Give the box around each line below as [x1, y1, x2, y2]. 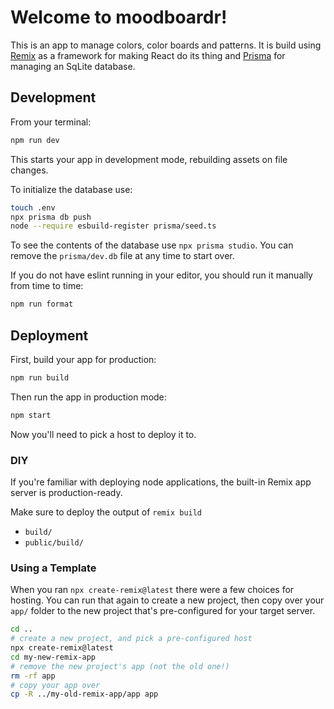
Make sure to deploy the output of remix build [10, 506, 203, 518]
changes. [10, 164, 49, 176]
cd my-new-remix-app [10, 652, 97, 662]
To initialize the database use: [10, 183, 133, 195]
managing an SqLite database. [10, 60, 136, 72]
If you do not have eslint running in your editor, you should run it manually [10, 269, 313, 281]
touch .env [10, 202, 56, 213]
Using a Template [10, 561, 97, 575]
